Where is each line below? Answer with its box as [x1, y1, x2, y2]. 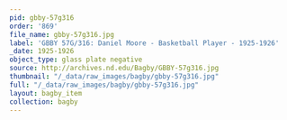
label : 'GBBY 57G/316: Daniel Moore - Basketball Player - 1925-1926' [9, 38, 280, 48]
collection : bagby [9, 97, 78, 106]
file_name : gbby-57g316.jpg [9, 30, 115, 39]
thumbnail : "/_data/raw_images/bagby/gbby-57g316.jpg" [9, 72, 220, 81]
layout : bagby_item [9, 88, 83, 97]
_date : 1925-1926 [9, 47, 75, 56]
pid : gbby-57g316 [9, 13, 75, 23]
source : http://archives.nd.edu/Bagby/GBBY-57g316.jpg [9, 64, 220, 73]
